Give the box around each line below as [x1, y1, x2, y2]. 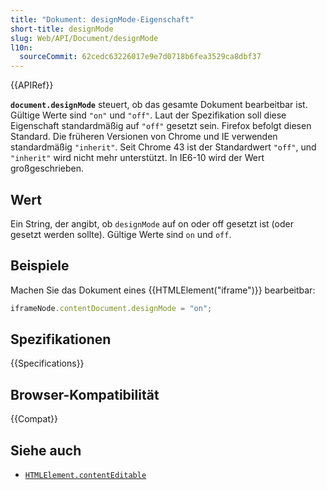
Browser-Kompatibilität [10, 386, 160, 403]
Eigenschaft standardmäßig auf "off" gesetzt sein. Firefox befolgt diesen [10, 120, 312, 132]
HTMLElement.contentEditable [24, 471, 147, 481]
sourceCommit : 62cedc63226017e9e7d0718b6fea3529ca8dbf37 [19, 52, 262, 62]
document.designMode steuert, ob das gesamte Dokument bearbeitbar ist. [10, 99, 308, 111]
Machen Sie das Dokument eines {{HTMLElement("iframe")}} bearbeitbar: [10, 284, 316, 296]
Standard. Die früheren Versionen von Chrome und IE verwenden [10, 131, 278, 143]
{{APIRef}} [10, 79, 54, 91]
